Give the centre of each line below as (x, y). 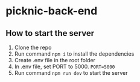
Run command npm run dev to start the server (71, 73)
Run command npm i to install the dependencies (74, 54)
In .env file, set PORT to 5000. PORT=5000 (65, 66)
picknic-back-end (52, 11)
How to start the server (50, 33)
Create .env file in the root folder (55, 60)
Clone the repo (33, 47)
